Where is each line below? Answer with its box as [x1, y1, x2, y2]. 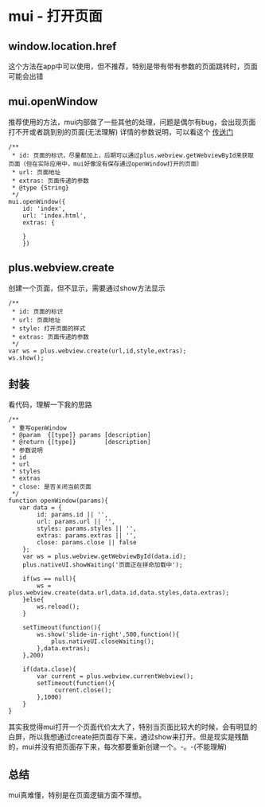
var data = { [18, 504, 62, 512]
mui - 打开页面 [8, 7, 103, 25]
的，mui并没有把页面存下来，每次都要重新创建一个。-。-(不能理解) [8, 742, 228, 752]
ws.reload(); [37, 602, 80, 611]
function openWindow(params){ [8, 497, 109, 505]
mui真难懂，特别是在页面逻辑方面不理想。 [8, 790, 146, 800]
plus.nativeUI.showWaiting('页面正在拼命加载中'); [22, 561, 183, 569]
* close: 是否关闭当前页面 [11, 483, 92, 491]
